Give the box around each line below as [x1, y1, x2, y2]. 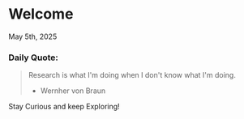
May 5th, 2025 [8, 32, 58, 41]
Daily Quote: [8, 52, 59, 63]
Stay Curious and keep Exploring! [8, 102, 120, 112]
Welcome [8, 5, 74, 23]
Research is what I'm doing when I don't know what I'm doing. [28, 70, 237, 80]
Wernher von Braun [40, 86, 106, 96]
